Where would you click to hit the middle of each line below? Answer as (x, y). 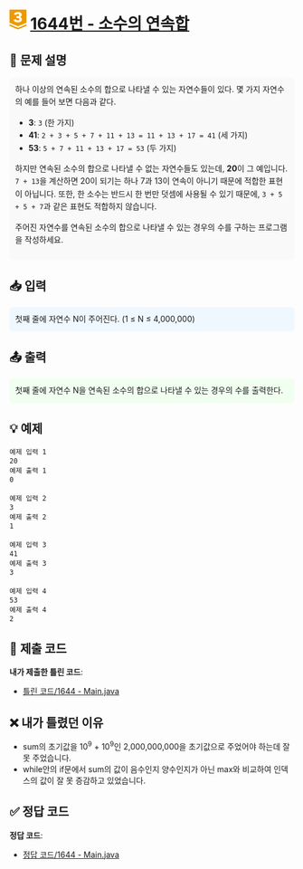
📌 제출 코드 (38, 649)
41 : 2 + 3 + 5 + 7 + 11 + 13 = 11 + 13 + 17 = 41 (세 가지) (138, 135)
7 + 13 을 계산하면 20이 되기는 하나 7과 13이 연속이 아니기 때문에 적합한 (141, 181)
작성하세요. (44, 239)
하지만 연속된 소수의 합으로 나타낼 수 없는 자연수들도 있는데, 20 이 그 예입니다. (151, 168)
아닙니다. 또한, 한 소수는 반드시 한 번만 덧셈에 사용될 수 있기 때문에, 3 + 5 (153, 194)
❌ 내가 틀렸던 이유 (57, 723)
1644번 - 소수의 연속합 (110, 24)
